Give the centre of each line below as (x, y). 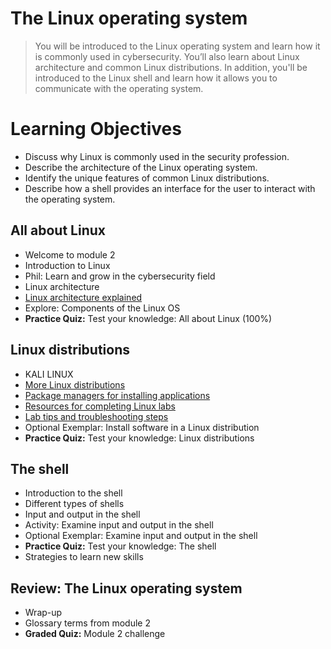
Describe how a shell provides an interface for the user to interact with (170, 188)
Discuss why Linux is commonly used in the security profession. (157, 156)
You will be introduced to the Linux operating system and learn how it (177, 46)
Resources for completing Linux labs (100, 406)
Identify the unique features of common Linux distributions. (147, 178)
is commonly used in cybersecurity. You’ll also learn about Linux (167, 56)
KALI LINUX (49, 374)
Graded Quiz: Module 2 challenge (95, 634)
